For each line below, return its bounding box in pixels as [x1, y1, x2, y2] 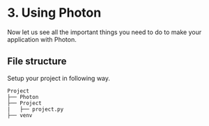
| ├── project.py [7, 106, 64, 113]
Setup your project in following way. [7, 74, 110, 82]
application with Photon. [7, 35, 77, 43]
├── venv [7, 111, 33, 119]
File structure [7, 56, 67, 68]
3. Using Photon [7, 5, 102, 21]
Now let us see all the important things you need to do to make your [7, 28, 202, 36]
